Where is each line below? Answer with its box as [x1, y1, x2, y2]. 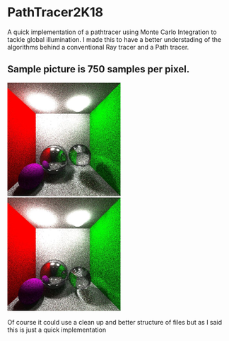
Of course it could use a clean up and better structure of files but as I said [7, 318, 223, 326]
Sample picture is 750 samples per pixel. [7, 63, 190, 75]
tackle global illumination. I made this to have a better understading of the [7, 35, 221, 43]
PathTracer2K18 [7, 4, 104, 21]
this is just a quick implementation [7, 325, 107, 334]
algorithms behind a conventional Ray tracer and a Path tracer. [7, 43, 189, 51]
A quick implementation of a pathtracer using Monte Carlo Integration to [7, 28, 217, 36]
